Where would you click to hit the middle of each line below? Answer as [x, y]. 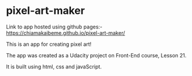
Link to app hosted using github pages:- [54, 27]
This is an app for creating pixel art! [49, 44]
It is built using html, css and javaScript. [54, 66]
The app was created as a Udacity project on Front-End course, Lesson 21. [96, 55]
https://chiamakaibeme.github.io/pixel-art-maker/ [66, 32]
